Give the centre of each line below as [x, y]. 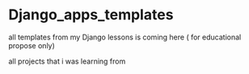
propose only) [32, 45]
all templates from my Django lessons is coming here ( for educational [125, 37]
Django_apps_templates [91, 15]
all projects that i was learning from [67, 61]
